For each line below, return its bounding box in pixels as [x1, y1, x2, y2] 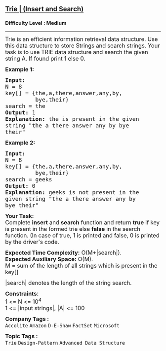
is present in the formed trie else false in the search [5, 225, 141, 232]
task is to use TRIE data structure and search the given [5, 48, 148, 56]
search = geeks [5, 175, 52, 183]
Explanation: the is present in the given [5, 115, 139, 122]
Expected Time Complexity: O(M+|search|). [5, 249, 122, 256]
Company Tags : [5, 315, 49, 322]
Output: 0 [5, 182, 36, 189]
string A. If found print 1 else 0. [5, 55, 85, 62]
